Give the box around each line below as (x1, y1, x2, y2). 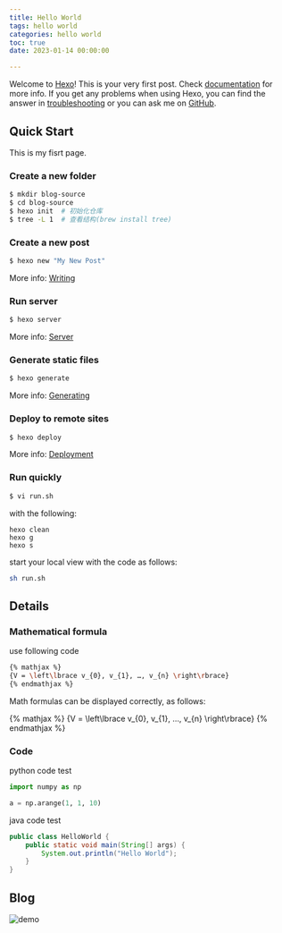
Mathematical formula (9, 625, 108, 638)
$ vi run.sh (9, 491, 54, 501)
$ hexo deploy (9, 433, 62, 442)
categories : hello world (9, 30, 102, 38)
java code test (9, 815, 62, 826)
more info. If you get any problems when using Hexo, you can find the (9, 89, 266, 99)
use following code (9, 646, 79, 657)
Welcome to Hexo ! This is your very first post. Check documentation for (9, 79, 273, 89)
